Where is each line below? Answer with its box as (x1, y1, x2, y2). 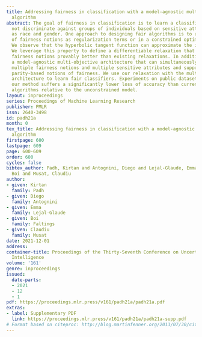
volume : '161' (6, 260, 42, 266)
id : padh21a (6, 115, 36, 121)
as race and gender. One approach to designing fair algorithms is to (11, 31, 192, 37)
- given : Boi (6, 216, 39, 222)
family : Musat (11, 232, 47, 238)
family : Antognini (11, 199, 58, 205)
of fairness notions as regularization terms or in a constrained (11, 37, 182, 43)
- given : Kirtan (6, 182, 47, 188)
